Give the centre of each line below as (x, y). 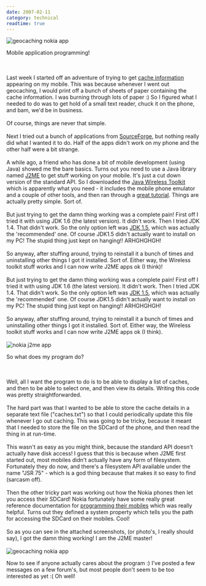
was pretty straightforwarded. (44, 395)
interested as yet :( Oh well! (41, 576)
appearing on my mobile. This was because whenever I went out (88, 84)
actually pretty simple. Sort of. (44, 202)
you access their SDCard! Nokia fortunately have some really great (90, 499)
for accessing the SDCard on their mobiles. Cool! (68, 519)
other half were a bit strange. (43, 149)
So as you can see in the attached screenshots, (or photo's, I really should (100, 532)
